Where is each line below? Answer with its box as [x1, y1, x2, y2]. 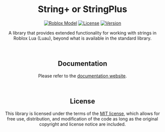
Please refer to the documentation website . [38, 73, 127, 79]
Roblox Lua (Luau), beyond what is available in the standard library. [13, 35, 152, 41]
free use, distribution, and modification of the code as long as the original [6, 115, 158, 121]
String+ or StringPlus [37, 4, 127, 15]
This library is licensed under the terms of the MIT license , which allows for [5, 110, 160, 116]
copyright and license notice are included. [39, 121, 126, 127]
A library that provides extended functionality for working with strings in [8, 30, 157, 36]
